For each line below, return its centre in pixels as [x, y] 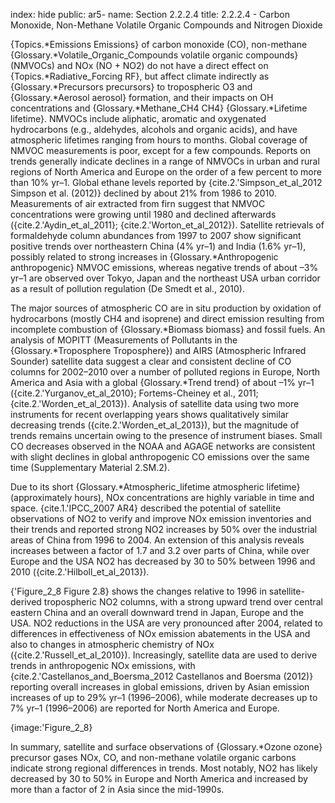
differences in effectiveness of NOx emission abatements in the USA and [160, 633]
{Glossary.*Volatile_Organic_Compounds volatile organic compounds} [154, 55]
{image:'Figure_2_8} [51, 727]
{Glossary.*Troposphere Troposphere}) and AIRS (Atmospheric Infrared [158, 350]
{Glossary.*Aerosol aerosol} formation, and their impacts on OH [142, 97]
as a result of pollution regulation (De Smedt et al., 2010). [127, 288]
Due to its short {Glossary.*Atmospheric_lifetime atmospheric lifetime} [155, 487]
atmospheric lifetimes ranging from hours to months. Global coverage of [159, 140]
